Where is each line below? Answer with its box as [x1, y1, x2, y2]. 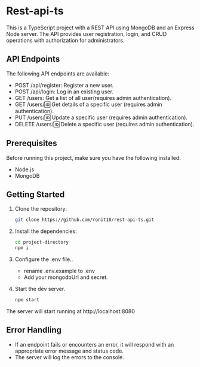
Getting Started [6, 189, 65, 199]
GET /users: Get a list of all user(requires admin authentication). [14, 94, 172, 101]
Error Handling [6, 325, 61, 335]
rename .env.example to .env [23, 268, 96, 274]
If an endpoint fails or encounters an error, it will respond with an [14, 341, 174, 348]
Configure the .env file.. [14, 256, 73, 263]
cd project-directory [14, 239, 69, 245]
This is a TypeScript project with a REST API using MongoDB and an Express [6, 24, 195, 31]
